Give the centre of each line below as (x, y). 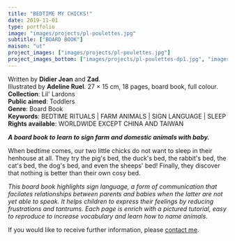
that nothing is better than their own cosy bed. (75, 173)
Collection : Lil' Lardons (41, 94)
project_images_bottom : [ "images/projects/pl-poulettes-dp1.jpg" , (106, 59)
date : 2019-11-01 (33, 20)
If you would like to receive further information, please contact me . (104, 229)
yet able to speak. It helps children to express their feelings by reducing (111, 201)
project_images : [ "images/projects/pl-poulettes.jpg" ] (89, 53)
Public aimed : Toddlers (41, 101)
